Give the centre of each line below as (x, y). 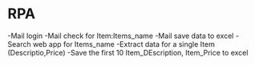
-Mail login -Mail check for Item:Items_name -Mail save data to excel (121, 36)
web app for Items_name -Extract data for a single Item (124, 44)
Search (19, 44)
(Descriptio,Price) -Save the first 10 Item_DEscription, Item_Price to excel (128, 52)
